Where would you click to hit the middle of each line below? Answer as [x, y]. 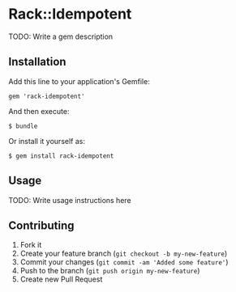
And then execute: [39, 111]
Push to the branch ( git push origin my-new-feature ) [110, 271]
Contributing [41, 225]
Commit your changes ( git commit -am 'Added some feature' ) [124, 262]
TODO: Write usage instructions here [70, 200]
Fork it [31, 245]
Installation [37, 62]
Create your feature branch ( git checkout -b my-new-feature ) [124, 254]
